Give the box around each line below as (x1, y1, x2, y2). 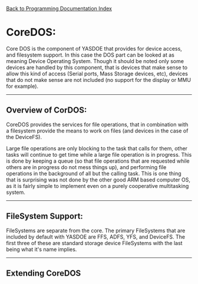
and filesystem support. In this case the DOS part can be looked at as (6, 51, 175, 58)
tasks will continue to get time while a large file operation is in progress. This (6, 151, 192, 158)
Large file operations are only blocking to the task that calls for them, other (6, 144, 187, 152)
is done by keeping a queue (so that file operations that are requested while (6, 157, 190, 164)
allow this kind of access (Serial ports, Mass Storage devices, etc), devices (6, 70, 189, 77)
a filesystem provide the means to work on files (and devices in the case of (6, 127, 189, 134)
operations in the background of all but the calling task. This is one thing (6, 170, 181, 177)
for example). (6, 82, 39, 90)
